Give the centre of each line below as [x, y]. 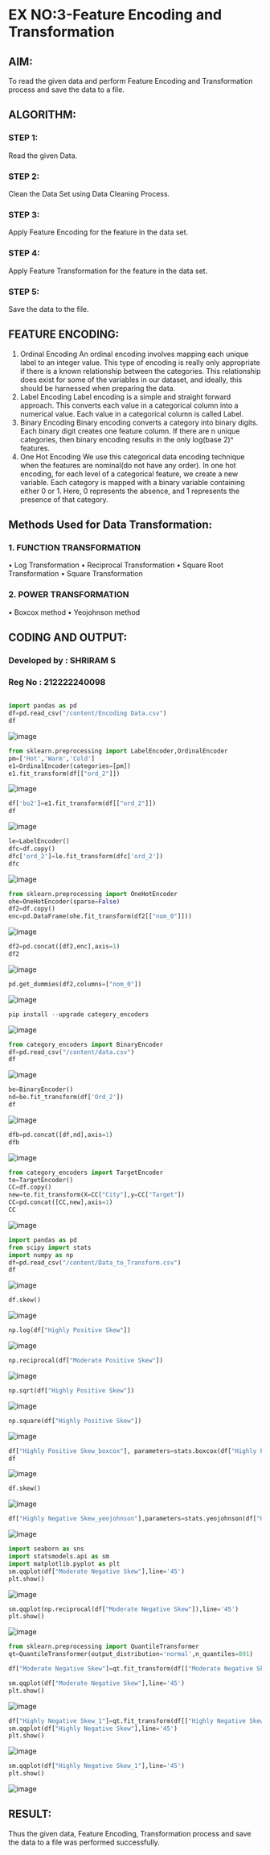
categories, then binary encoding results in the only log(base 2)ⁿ [127, 439]
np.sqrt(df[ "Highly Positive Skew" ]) [72, 1390]
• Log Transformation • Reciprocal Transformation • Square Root [116, 565]
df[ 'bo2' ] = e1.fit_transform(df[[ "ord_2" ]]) [82, 803]
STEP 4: [24, 253]
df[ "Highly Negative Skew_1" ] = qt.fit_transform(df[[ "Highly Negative [127, 1721]
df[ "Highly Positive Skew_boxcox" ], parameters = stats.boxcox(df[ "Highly [133, 1451]
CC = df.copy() [30, 1187]
